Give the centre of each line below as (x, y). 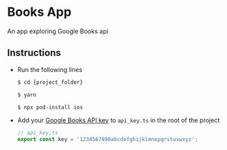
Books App (39, 12)
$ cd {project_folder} (50, 82)
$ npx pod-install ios (50, 107)
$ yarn (27, 95)
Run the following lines (50, 69)
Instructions (34, 53)
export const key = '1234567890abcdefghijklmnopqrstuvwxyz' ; (108, 140)
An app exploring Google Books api (58, 31)
